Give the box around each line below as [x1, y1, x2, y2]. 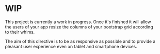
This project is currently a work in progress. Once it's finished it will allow [5, 19, 151, 25]
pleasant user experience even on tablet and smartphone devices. [5, 43, 137, 49]
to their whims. [5, 29, 35, 35]
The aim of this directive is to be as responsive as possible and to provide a [5, 38, 156, 44]
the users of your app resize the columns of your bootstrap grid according [5, 24, 154, 29]
